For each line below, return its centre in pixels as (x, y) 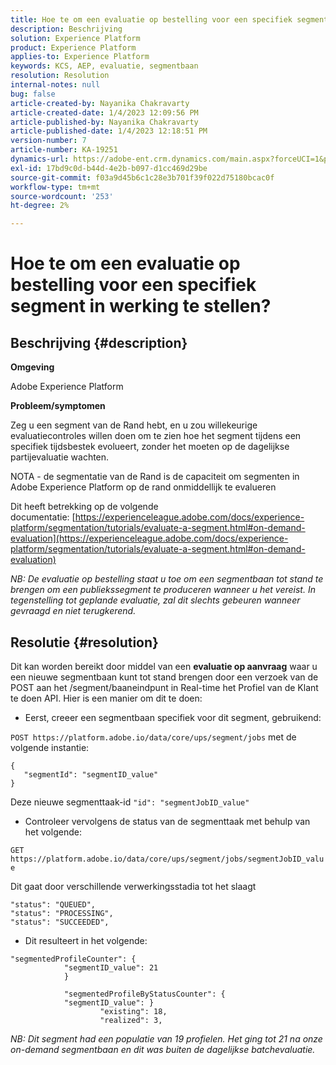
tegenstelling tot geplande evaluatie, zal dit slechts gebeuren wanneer (155, 600)
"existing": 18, (133, 1011)
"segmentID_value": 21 (111, 967)
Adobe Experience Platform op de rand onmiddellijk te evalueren (143, 487)
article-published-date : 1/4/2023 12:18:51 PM (109, 131)
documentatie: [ (43, 517)
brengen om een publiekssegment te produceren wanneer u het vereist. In (163, 590)
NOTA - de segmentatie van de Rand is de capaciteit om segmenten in (155, 477)
